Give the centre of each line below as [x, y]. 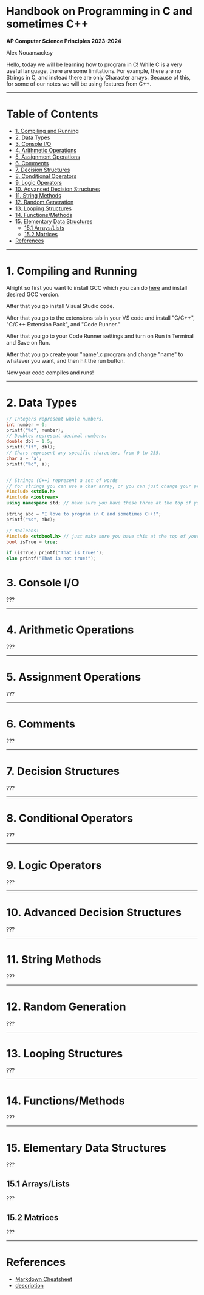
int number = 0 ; [27, 424]
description [29, 1285]
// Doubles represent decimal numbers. [57, 436]
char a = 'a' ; [24, 458]
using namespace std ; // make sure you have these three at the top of [99, 503]
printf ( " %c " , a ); [28, 464]
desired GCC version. [33, 294]
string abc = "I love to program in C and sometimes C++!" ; [84, 514]
